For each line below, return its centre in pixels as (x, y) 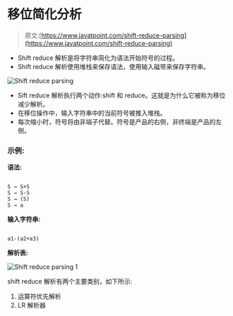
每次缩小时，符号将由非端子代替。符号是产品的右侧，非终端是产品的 (116, 121)
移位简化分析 (45, 14)
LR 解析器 (31, 305)
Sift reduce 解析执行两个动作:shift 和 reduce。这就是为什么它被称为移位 (121, 95)
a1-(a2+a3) (23, 239)
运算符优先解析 (39, 296)
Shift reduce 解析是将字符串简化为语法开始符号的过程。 (98, 58)
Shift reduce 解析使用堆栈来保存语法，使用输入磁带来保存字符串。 (113, 66)
